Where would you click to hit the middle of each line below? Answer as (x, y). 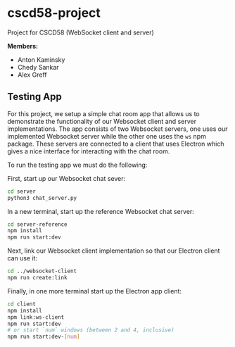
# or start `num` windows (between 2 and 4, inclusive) (91, 330)
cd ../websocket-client (42, 271)
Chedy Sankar (38, 67)
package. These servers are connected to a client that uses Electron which (116, 144)
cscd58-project (54, 13)
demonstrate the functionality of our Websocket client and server (102, 121)
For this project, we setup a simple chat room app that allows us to (104, 113)
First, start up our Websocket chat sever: (66, 178)
